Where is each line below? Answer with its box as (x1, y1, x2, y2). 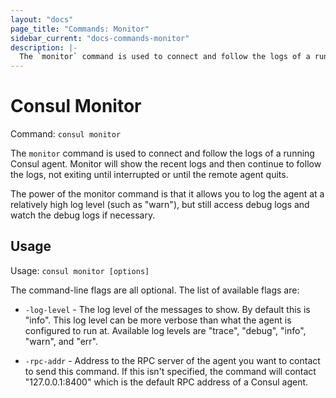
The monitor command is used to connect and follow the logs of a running (10, 147, 315, 160)
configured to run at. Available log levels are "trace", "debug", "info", (24, 324, 307, 336)
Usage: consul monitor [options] (10, 264, 150, 276)
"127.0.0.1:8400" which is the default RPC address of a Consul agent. (24, 376, 309, 388)
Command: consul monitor (10, 128, 122, 140)
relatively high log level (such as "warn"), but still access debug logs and (10, 199, 310, 211)
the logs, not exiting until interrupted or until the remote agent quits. (10, 169, 289, 181)
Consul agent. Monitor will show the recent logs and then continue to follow (10, 158, 322, 170)
